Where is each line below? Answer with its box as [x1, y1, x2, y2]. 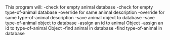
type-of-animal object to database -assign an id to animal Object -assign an [5, 20, 163, 26]
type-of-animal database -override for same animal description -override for [5, 9, 165, 15]
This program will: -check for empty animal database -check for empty [5, 4, 153, 10]
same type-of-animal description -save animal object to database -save [5, 15, 155, 20]
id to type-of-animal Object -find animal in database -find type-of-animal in [5, 25, 162, 31]
